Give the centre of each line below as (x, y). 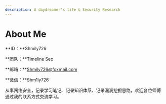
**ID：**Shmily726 (26, 48)
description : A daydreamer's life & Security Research (63, 10)
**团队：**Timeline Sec (29, 59)
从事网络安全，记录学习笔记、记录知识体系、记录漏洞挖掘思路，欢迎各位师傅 (83, 90)
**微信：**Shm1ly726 (27, 80)
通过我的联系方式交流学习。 (33, 96)
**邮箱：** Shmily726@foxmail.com (41, 69)
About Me (26, 34)
